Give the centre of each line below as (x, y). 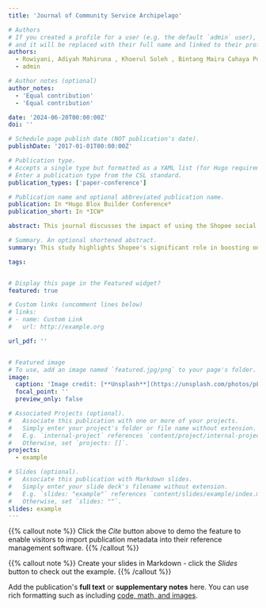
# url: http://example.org (56, 327)
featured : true (33, 291)
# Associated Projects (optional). (67, 413)
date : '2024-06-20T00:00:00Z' (58, 117)
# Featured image (37, 362)
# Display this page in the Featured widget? (84, 283)
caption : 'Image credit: (56, 385)
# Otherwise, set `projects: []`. (68, 443)
